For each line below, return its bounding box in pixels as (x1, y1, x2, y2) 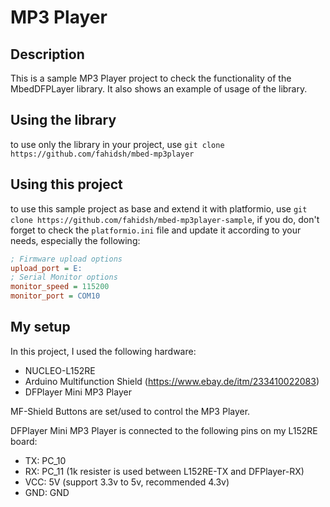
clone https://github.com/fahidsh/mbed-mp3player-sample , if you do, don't (10, 213, 320, 225)
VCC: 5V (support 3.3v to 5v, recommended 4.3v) (24, 476, 230, 488)
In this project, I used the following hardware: (10, 345, 197, 357)
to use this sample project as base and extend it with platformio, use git (10, 202, 308, 215)
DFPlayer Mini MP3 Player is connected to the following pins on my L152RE (10, 424, 318, 436)
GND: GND (24, 486, 70, 498)
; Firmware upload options (10, 254, 123, 264)
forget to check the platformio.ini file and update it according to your (10, 224, 302, 236)
